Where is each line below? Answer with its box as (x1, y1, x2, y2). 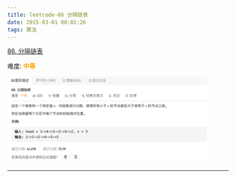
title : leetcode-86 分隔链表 (7, 11, 88, 18)
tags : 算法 (7, 26, 37, 33)
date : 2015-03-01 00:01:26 (7, 18, 86, 26)
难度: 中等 (7, 62, 36, 70)
